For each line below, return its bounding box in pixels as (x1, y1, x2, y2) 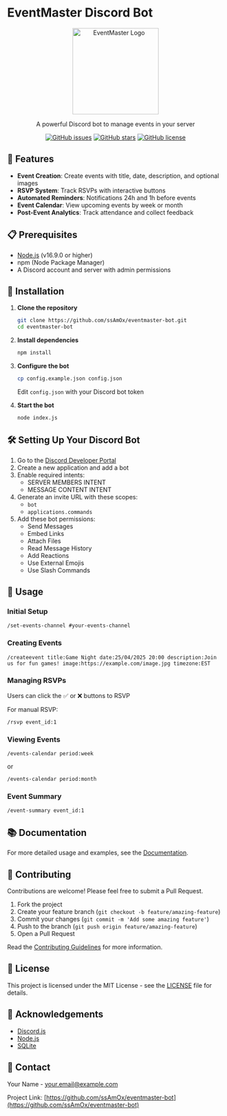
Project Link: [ (7, 1093, 47, 1102)
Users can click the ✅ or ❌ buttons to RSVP (7, 691, 131, 699)
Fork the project (17, 900, 63, 908)
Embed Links (27, 529, 65, 537)
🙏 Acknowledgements (7, 1008, 104, 1020)
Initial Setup (7, 606, 48, 616)
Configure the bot (17, 362, 69, 370)
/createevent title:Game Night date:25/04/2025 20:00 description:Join (7, 654, 217, 661)
